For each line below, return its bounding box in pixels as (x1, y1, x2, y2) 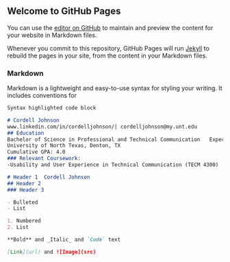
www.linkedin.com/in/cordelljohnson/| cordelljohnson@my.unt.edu (7, 123, 197, 130)
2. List (7, 224, 29, 231)
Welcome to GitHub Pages (7, 5, 121, 17)
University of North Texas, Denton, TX (7, 142, 121, 149)
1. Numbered (7, 218, 41, 224)
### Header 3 (7, 186, 44, 194)
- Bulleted (7, 198, 38, 206)
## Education (7, 129, 44, 136)
